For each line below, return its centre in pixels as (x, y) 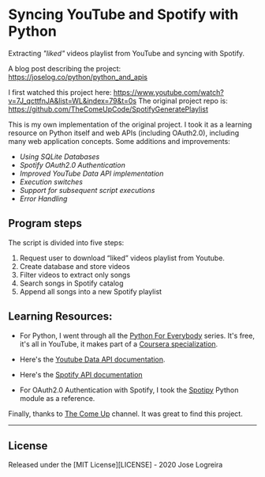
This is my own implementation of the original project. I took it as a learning (130, 124)
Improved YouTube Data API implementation (91, 173)
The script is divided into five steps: (66, 242)
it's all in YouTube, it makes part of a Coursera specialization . (119, 344)
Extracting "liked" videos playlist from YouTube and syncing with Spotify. (127, 53)
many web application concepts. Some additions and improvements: (119, 141)
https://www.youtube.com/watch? (169, 92)
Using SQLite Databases (60, 157)
